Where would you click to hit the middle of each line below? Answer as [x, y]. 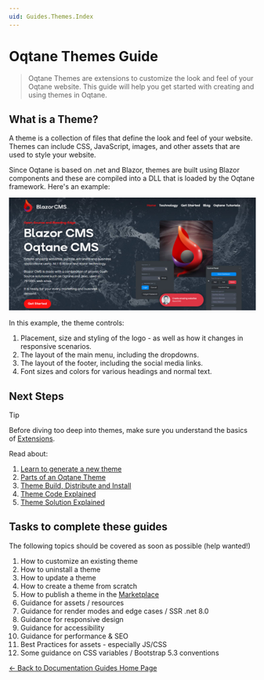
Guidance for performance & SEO [74, 636]
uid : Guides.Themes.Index [51, 16]
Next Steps [36, 396]
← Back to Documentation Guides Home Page [83, 667]
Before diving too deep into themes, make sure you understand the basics [128, 431]
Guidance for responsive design [72, 619]
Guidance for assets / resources [72, 602]
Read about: [29, 454]
